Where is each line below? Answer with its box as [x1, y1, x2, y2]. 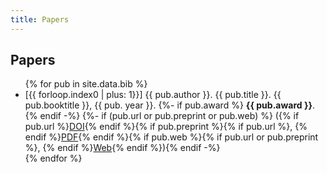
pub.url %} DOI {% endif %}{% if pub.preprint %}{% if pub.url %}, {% [24, 121, 308, 133]
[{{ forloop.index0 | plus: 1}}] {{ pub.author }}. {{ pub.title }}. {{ [24, 89, 282, 101]
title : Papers [10, 14, 70, 25]
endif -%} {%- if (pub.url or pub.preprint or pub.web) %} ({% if [39, 110, 300, 122]
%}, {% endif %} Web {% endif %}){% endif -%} [24, 142, 221, 154]
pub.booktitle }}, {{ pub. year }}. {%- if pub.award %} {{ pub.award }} [24, 99, 313, 111]
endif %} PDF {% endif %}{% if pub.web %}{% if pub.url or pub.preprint [24, 131, 319, 143]
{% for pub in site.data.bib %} [24, 78, 148, 90]
